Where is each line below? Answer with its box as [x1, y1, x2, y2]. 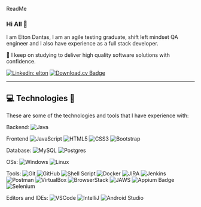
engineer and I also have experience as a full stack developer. [6, 40, 159, 47]
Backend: [6, 124, 30, 131]
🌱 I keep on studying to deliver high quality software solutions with [6, 51, 170, 59]
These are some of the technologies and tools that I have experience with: [6, 112, 189, 119]
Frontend [6, 135, 29, 142]
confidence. [6, 58, 36, 65]
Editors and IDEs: [6, 194, 49, 202]
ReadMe [6, 5, 27, 12]
